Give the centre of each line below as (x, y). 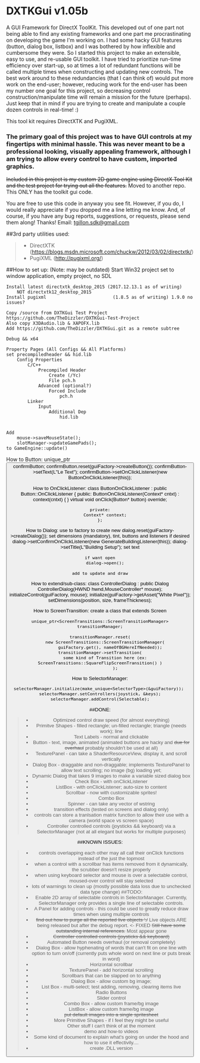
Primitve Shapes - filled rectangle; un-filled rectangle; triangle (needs (111, 725)
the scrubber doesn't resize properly (111, 869)
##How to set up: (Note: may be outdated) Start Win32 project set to (90, 270)
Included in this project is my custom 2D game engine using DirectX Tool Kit (99, 179)
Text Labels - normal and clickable (111, 737)
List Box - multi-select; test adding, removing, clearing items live (111, 987)
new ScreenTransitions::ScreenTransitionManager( (105, 642)
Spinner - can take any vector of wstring (111, 804)
